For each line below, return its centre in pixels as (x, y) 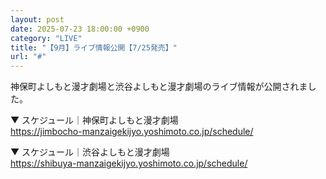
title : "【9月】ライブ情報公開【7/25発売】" (94, 47)
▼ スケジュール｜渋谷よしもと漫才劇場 (90, 152)
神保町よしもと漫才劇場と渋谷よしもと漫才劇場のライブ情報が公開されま (159, 87)
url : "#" (28, 57)
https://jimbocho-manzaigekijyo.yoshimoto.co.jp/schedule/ (132, 132)
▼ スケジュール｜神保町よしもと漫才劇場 (94, 120)
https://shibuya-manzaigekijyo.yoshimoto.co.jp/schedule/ (129, 163)
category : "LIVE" (46, 38)
